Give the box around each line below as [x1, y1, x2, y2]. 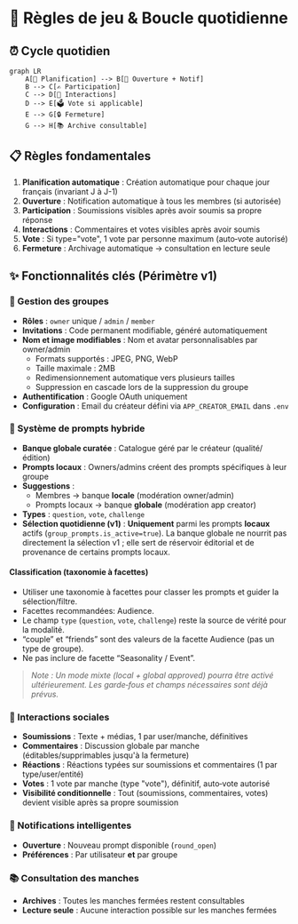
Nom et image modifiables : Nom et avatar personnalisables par [21, 334, 258, 345]
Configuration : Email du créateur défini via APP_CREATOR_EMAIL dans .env [21, 400, 289, 411]
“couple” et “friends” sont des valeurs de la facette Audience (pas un [21, 634, 275, 644]
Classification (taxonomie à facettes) [9, 567, 149, 577]
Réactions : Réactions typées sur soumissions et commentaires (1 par [21, 760, 278, 770]
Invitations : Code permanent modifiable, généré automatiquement [21, 324, 268, 336]
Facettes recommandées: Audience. [21, 606, 155, 616]
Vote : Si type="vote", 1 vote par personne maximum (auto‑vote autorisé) [21, 233, 288, 243]
